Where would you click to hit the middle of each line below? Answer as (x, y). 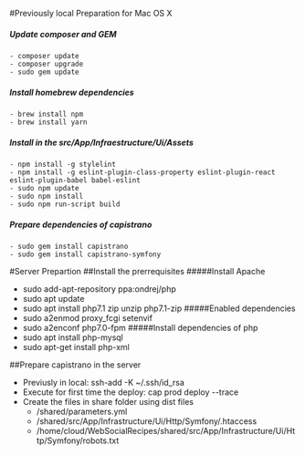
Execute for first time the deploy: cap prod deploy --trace (131, 392)
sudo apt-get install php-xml (76, 346)
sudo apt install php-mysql (73, 337)
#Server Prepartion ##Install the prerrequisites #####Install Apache (137, 271)
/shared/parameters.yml (82, 411)
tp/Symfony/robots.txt (78, 440)
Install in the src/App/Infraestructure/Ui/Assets (102, 142)
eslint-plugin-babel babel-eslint (75, 180)
